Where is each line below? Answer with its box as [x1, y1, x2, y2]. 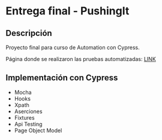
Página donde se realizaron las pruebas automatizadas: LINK [5, 56, 157, 62]
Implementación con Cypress [5, 73, 118, 83]
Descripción [5, 28, 52, 38]
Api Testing [14, 120, 43, 127]
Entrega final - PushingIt [5, 4, 130, 18]
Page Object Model [14, 127, 62, 134]
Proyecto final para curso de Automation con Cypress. [5, 44, 140, 51]
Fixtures [14, 114, 35, 121]
